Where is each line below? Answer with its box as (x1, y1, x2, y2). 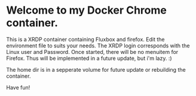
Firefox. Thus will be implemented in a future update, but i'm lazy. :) (6, 55, 172, 62)
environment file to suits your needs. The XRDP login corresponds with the (6, 42, 190, 49)
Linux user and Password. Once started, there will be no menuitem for (6, 48, 179, 55)
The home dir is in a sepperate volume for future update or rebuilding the (6, 66, 186, 73)
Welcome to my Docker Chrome (6, 4, 167, 17)
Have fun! (6, 84, 30, 91)
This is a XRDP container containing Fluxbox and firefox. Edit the (6, 36, 165, 43)
